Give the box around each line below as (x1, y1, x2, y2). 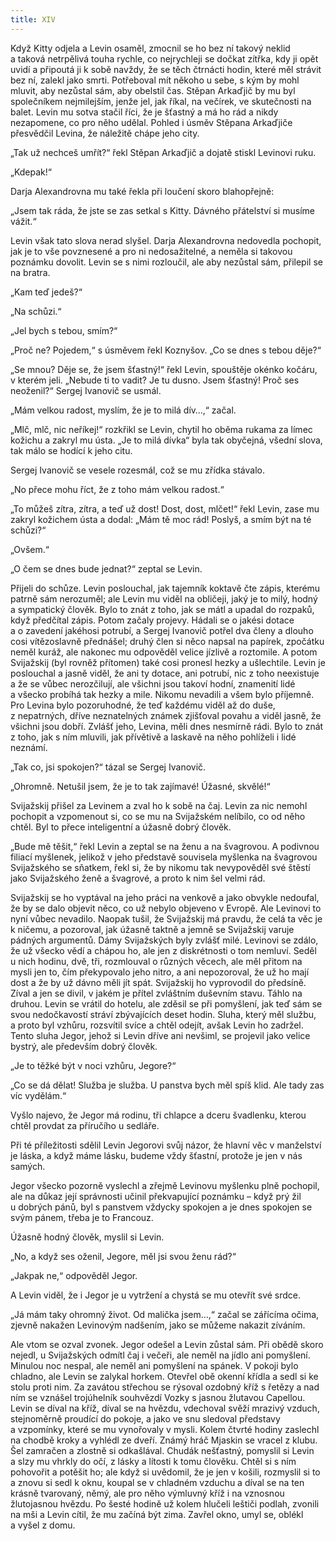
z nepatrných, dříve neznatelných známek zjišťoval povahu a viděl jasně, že (10, 709, 322, 721)
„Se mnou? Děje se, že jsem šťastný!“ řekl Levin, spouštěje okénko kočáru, (10, 363, 318, 375)
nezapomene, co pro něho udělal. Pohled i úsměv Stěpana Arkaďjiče (10, 116, 293, 128)
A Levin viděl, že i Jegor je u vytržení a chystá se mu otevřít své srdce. (10, 1289, 302, 1301)
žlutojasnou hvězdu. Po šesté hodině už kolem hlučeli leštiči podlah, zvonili (10, 1497, 320, 1510)
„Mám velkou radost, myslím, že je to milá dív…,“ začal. (10, 404, 237, 416)
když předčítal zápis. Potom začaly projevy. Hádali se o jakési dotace (10, 614, 295, 626)
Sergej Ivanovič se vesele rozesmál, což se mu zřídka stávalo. (10, 464, 265, 476)
